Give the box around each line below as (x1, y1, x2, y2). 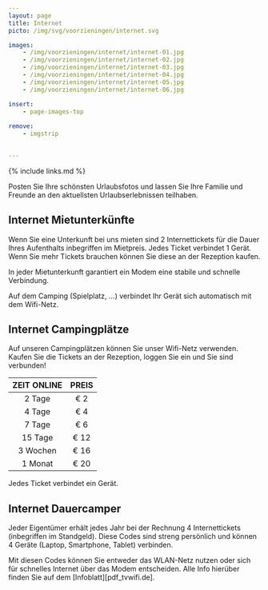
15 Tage (21, 433, 54, 444)
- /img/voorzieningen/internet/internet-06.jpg (22, 86, 184, 94)
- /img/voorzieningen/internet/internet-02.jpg (22, 56, 184, 64)
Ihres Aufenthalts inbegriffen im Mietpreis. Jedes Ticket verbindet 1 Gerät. (8, 243, 252, 253)
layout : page (8, 11, 52, 20)
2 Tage (23, 393, 50, 405)
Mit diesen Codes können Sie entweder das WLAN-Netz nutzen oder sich (8, 556, 251, 565)
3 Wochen (18, 445, 58, 456)
